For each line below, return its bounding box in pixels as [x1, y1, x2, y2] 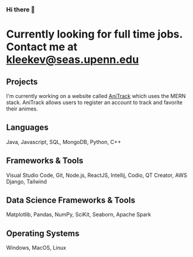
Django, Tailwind [6, 178, 47, 185]
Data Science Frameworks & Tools [6, 195, 136, 205]
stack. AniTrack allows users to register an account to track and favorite [6, 99, 183, 106]
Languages [6, 123, 49, 133]
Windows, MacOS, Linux [6, 244, 67, 252]
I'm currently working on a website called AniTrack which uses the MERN [6, 92, 186, 99]
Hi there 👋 [6, 5, 36, 14]
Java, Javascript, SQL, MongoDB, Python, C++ [6, 138, 122, 145]
